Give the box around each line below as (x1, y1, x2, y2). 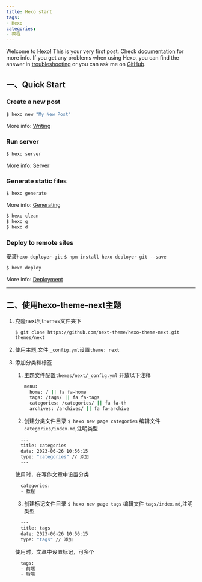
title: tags (20, 525, 50, 531)
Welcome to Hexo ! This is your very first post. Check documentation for (6, 47, 184, 55)
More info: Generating (6, 201, 61, 209)
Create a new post (6, 97, 61, 106)
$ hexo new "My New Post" (6, 111, 71, 117)
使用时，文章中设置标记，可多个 (14, 548, 94, 555)
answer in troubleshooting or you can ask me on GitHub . (6, 61, 146, 68)
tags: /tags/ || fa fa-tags (29, 394, 100, 400)
